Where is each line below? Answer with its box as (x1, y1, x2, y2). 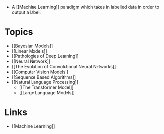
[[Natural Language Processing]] (11, 79, 78, 85)
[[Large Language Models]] (19, 89, 75, 95)
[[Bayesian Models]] (11, 43, 53, 49)
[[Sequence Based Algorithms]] (11, 74, 76, 80)
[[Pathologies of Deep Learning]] (11, 53, 79, 59)
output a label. (11, 9, 41, 15)
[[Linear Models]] (11, 48, 47, 54)
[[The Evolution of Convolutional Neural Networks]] (11, 63, 116, 69)
